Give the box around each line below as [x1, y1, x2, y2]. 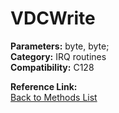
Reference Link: [10, 80, 78, 92]
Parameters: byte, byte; [10, 40, 110, 52]
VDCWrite [10, 7, 96, 30]
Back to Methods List [10, 91, 98, 103]
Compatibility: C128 [10, 61, 95, 73]
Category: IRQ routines [10, 50, 107, 62]
